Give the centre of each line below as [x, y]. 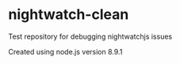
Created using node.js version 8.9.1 [65, 51]
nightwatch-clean [69, 15]
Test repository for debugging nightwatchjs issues [90, 36]
